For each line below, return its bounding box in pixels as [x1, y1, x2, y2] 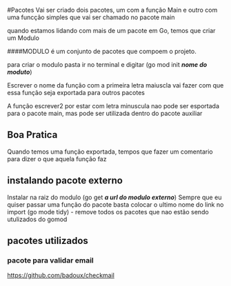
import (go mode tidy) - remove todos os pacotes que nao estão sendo [7, 207, 209, 216]
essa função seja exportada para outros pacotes [7, 89, 145, 96]
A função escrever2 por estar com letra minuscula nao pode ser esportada [7, 102, 219, 110]
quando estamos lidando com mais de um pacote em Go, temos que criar [7, 27, 216, 34]
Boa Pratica [7, 129, 58, 141]
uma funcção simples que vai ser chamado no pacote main [7, 13, 175, 21]
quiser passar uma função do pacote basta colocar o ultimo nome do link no [7, 200, 224, 209]
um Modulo [7, 34, 40, 42]
